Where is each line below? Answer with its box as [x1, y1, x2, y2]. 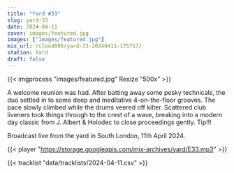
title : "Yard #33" [7, 10, 61, 17]
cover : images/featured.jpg [7, 29, 89, 37]
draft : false [7, 56, 45, 63]
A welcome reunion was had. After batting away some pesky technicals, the [7, 88, 226, 96]
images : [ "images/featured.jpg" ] [7, 36, 105, 43]
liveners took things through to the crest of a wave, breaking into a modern [7, 110, 223, 119]
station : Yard [7, 50, 49, 57]
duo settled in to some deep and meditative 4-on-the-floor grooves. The [7, 96, 216, 104]
